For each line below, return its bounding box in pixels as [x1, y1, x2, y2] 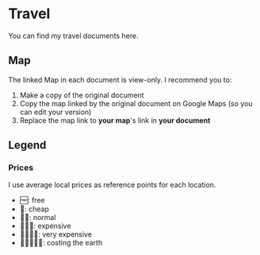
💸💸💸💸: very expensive [19, 230, 93, 239]
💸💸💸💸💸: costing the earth [19, 238, 103, 248]
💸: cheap [19, 204, 49, 214]
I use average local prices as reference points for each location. [8, 180, 216, 190]
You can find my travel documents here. [8, 31, 139, 40]
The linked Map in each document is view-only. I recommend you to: [8, 74, 232, 84]
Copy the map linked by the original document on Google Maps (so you [19, 98, 253, 108]
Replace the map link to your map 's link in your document [19, 116, 211, 125]
